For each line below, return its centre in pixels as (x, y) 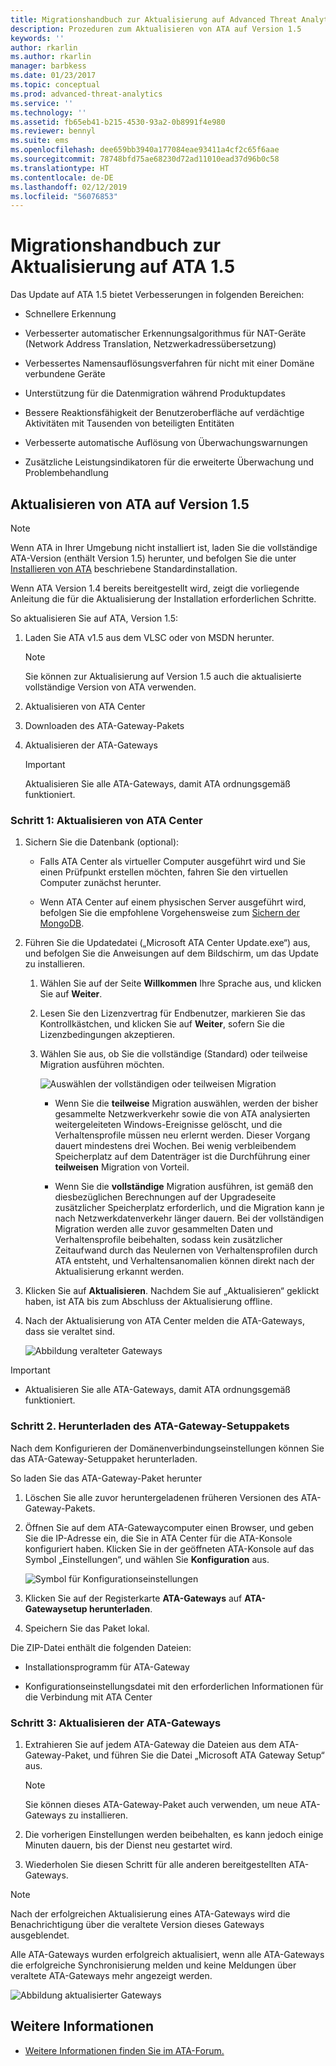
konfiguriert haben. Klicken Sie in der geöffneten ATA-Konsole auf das (169, 1548)
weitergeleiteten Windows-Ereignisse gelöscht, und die (168, 1125)
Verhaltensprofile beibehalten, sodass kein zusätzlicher (168, 1240)
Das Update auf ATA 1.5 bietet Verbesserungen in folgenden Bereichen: (157, 295)
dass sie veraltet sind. (70, 1332)
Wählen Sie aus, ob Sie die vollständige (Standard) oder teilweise (173, 1054)
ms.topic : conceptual (55, 85)
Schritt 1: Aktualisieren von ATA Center (106, 820)
